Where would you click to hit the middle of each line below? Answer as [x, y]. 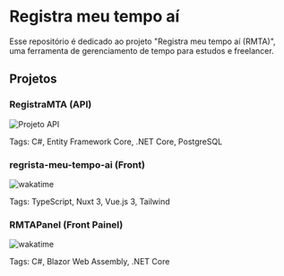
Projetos [33, 79]
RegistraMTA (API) [51, 105]
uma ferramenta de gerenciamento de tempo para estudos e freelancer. [142, 50]
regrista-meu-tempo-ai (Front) [77, 165]
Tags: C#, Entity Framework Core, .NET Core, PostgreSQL [116, 142]
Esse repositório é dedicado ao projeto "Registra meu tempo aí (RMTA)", [142, 41]
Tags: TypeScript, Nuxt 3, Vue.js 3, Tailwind [90, 201]
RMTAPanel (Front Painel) [66, 224]
